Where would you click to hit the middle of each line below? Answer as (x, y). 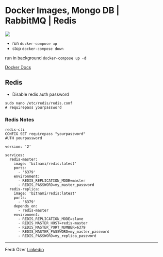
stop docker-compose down (38, 48)
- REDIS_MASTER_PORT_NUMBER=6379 (52, 228)
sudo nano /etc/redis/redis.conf (39, 103)
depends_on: (26, 206)
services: (15, 155)
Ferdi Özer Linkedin (24, 250)
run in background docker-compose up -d (46, 58)
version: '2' (18, 147)
